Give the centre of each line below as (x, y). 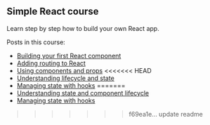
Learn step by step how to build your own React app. (83, 28)
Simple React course (53, 12)
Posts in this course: (36, 42)
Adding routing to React (51, 63)
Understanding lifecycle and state (66, 78)
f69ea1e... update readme (166, 114)
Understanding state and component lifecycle (83, 93)
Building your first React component (69, 55)
